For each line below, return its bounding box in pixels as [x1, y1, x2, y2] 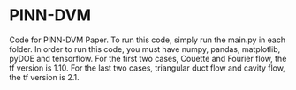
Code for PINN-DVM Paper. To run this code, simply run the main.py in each [9, 34, 285, 45]
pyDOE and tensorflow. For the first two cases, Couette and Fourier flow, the [9, 53, 287, 64]
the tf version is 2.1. [9, 71, 80, 82]
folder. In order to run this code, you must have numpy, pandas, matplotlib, [9, 43, 281, 54]
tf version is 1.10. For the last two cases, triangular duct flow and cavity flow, [9, 63, 285, 73]
